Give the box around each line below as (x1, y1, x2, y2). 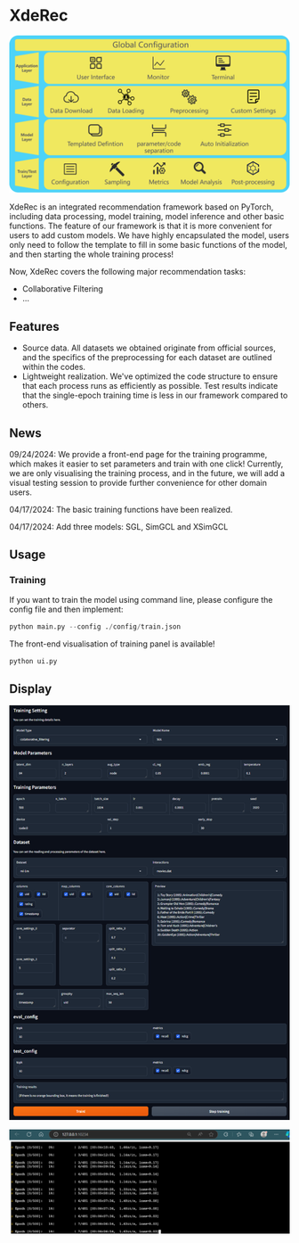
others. (21, 399, 49, 410)
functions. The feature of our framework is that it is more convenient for (9, 220, 273, 232)
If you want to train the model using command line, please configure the (9, 594, 273, 605)
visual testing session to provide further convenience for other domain (9, 478, 267, 489)
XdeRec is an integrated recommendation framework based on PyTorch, (9, 202, 274, 212)
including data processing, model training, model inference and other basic (9, 211, 285, 222)
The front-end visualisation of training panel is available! (9, 638, 215, 649)
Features (9, 318, 60, 334)
